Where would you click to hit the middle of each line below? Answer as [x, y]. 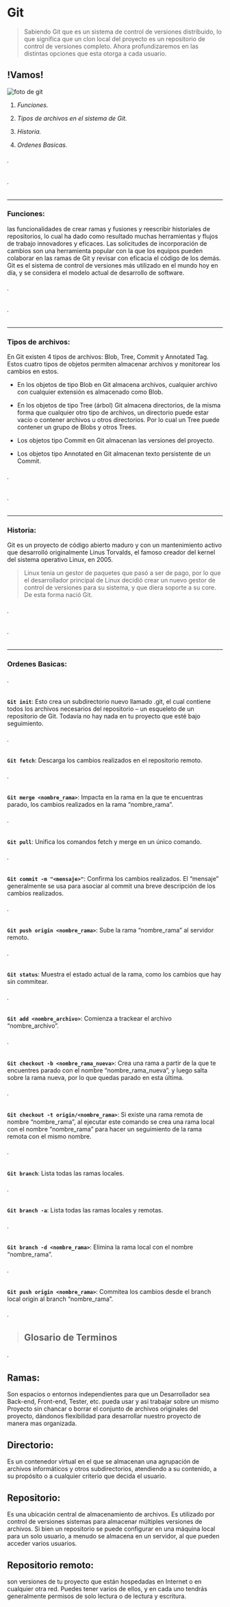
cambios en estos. [33, 371]
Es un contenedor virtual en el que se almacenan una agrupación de [103, 1462]
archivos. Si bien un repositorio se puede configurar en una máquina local [111, 1529]
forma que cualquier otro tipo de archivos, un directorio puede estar [113, 412]
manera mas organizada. [42, 1423]
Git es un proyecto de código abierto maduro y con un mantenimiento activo [115, 545]
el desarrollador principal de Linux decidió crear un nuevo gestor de [119, 580]
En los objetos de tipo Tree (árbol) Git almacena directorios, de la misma [119, 405]
